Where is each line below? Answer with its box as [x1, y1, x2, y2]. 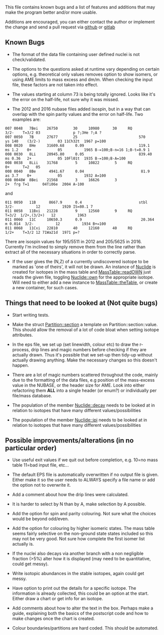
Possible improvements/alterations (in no [5, 437, 134, 445]
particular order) [5, 444, 57, 452]
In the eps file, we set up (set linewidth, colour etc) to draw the [12, 341, 139, 347]
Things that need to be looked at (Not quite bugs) [5, 299, 158, 307]
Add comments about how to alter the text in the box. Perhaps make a [12, 605, 153, 611]
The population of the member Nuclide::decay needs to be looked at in [12, 402, 155, 408]
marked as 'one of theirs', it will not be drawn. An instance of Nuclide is [12, 264, 156, 270]
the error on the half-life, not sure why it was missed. [12, 96, 119, 102]
